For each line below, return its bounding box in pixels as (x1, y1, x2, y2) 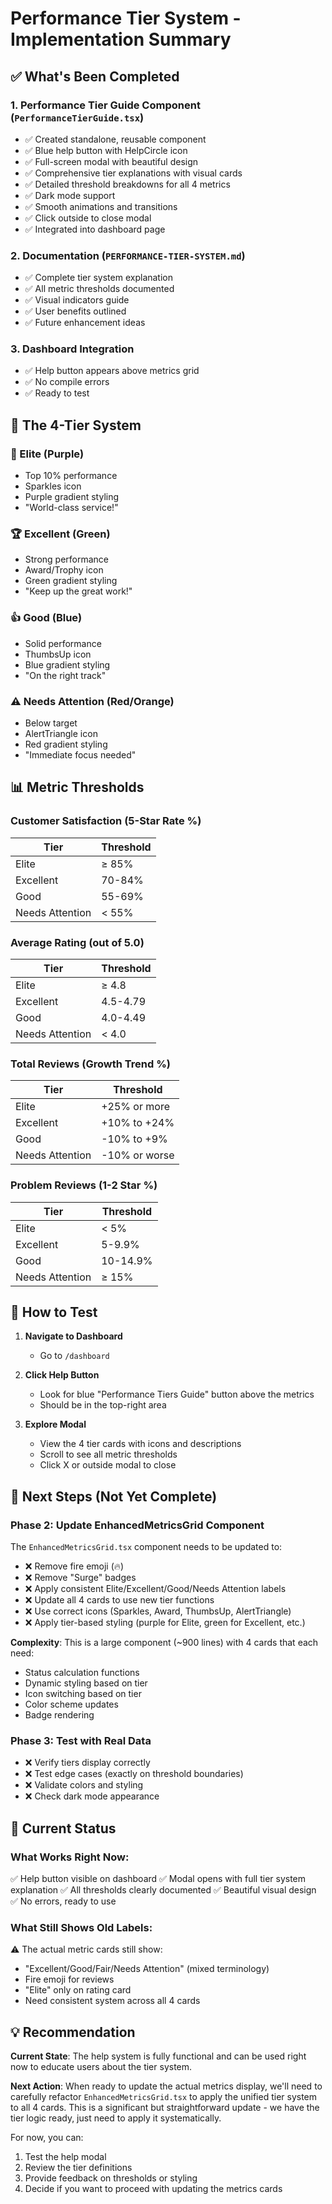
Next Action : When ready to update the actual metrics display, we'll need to (10, 2080, 323, 2092)
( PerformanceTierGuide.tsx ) (10, 110, 145, 124)
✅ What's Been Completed (10, 68, 180, 85)
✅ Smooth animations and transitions (24, 200, 178, 212)
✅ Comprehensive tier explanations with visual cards (24, 167, 243, 179)
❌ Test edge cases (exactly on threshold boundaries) (24, 1768, 244, 1780)
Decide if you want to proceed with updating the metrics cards (24, 2183, 283, 2195)
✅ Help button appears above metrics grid (24, 365, 200, 377)
